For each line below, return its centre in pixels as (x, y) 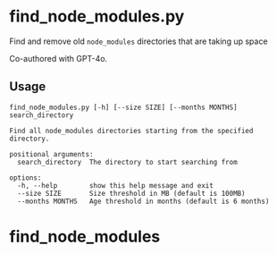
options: (25, 178)
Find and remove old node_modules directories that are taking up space (138, 41)
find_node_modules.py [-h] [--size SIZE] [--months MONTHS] (124, 107)
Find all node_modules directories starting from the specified (131, 131)
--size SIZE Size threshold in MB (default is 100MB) (131, 193)
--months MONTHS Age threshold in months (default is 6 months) (143, 201)
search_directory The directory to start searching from (128, 162)
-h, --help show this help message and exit (116, 185)
